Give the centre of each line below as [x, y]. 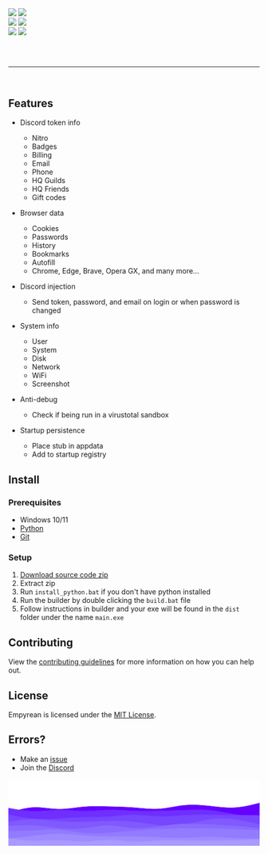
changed [46, 310]
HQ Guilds [49, 181]
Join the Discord [47, 768]
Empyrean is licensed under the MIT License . [83, 715]
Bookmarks [50, 254]
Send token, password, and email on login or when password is [136, 302]
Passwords [50, 237]
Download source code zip [64, 575]
